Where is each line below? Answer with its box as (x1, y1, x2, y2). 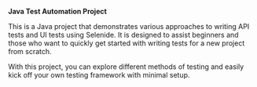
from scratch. (8, 47, 53, 56)
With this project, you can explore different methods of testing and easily (8, 62, 244, 71)
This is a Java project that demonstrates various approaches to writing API (8, 22, 250, 31)
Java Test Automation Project (8, 7, 108, 16)
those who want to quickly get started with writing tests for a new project (8, 38, 245, 48)
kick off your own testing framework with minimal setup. (8, 71, 190, 79)
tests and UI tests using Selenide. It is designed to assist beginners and (8, 31, 239, 39)
